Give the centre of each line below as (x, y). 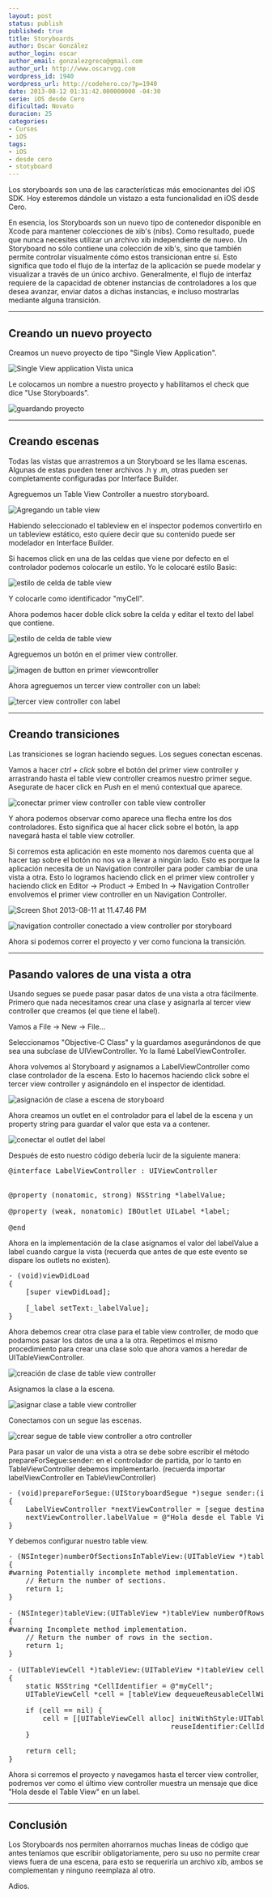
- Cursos (23, 129)
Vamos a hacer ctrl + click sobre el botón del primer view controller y (123, 769)
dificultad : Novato (41, 106)
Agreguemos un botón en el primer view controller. (93, 654)
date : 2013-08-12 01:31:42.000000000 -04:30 (85, 91)
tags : (17, 144)
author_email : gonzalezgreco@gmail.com (76, 62)
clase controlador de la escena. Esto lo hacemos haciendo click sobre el (129, 1076)
